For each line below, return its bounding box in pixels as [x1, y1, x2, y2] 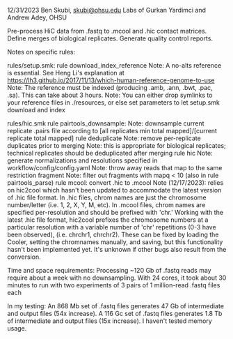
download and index [7, 106, 66, 114]
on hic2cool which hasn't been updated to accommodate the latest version [7, 186, 222, 194]
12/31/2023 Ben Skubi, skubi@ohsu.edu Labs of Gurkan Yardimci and [7, 6, 207, 14]
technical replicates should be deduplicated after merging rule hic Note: [7, 149, 214, 157]
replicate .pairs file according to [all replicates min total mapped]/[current [7, 127, 218, 135]
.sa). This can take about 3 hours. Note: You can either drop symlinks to [7, 91, 213, 99]
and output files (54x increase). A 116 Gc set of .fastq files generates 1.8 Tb [7, 310, 223, 317]
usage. [7, 324, 27, 332]
